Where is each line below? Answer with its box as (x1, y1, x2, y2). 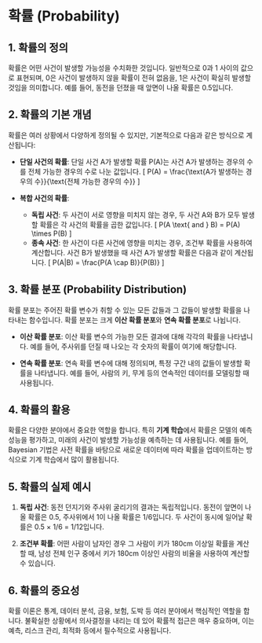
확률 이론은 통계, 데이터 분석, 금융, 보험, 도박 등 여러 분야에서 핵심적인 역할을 (8, 606, 242, 615)
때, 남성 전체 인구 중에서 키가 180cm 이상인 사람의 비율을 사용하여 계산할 (27, 549, 250, 558)
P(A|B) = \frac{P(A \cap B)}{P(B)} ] (52, 257, 165, 267)
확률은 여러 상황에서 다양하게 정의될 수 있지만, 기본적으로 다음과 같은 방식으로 (8, 130, 245, 140)
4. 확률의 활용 (8, 403, 71, 417)
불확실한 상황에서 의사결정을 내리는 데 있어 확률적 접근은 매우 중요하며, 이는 (24, 616, 255, 626)
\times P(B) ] (31, 229, 72, 238)
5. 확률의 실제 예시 (8, 480, 92, 494)
